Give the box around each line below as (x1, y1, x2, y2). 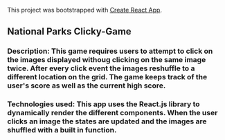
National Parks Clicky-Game (7, 26, 132, 37)
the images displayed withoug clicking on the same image (7, 55, 206, 65)
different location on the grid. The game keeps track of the (7, 72, 208, 82)
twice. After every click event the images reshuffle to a (7, 63, 195, 73)
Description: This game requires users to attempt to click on (7, 46, 213, 56)
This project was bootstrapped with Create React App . (7, 6, 163, 14)
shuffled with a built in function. (7, 126, 117, 135)
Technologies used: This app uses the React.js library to (7, 99, 200, 109)
